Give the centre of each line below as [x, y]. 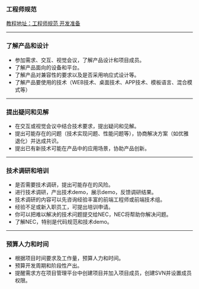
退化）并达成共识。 [38, 141]
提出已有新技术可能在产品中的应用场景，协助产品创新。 [82, 148]
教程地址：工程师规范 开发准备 [43, 23]
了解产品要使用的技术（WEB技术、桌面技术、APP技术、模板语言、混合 [101, 82]
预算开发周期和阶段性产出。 [49, 266]
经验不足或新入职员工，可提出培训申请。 [64, 207]
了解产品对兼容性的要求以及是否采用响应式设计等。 [77, 75]
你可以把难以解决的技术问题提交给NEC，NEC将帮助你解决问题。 [93, 214]
